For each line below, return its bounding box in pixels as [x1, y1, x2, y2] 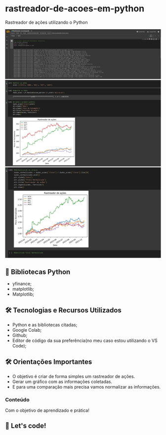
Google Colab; [12, 327, 42, 333]
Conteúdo [5, 396, 30, 403]
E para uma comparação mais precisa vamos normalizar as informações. [12, 384, 161, 390]
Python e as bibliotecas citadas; [12, 322, 78, 328]
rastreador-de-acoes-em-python [5, 3, 145, 14]
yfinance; [12, 281, 32, 287]
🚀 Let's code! [5, 422, 46, 430]
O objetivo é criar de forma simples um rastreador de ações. [12, 373, 135, 379]
